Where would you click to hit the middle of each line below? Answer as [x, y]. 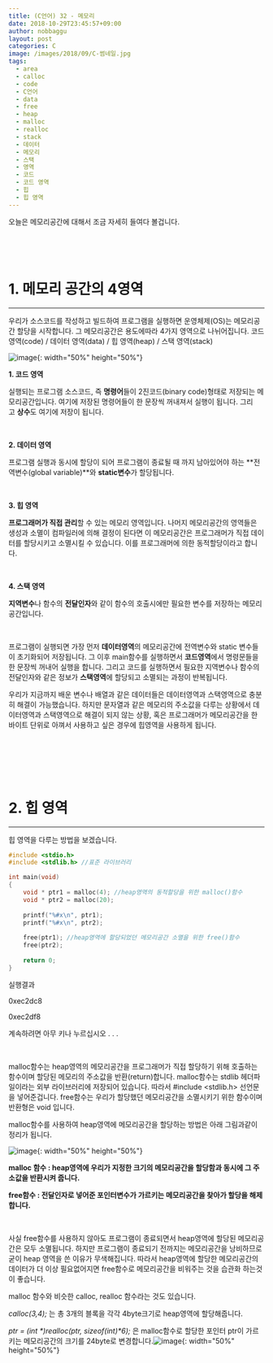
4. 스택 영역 [27, 586]
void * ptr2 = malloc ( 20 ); [69, 899]
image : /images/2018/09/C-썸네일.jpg [70, 54]
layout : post [30, 39]
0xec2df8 [25, 1017]
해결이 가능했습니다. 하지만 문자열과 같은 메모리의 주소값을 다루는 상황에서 [134, 704]
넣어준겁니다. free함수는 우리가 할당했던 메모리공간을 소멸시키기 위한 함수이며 [139, 1097]
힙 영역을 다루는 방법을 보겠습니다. [63, 839]
